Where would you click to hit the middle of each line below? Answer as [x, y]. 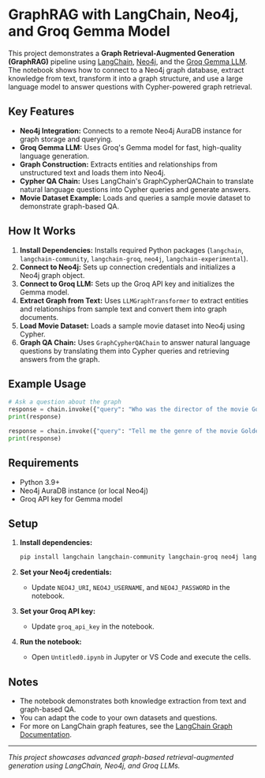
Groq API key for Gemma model [71, 498]
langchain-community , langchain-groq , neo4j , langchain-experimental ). [134, 258]
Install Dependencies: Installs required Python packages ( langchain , [132, 250]
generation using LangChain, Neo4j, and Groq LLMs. [94, 766]
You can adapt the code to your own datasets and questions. [118, 718]
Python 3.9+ [40, 482]
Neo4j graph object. [52, 275]
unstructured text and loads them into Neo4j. [92, 172]
